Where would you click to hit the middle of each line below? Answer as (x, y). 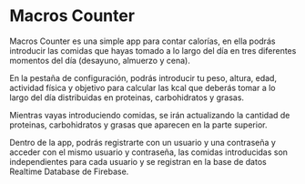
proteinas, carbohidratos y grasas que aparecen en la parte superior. (138, 125)
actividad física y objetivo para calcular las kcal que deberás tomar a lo (142, 87)
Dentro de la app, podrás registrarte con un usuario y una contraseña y (142, 142)
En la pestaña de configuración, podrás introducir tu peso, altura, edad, (143, 77)
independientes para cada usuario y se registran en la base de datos (138, 161)
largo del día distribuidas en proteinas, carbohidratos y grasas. (127, 97)
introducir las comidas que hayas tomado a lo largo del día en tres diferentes (153, 50)
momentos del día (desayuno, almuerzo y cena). (100, 60)
